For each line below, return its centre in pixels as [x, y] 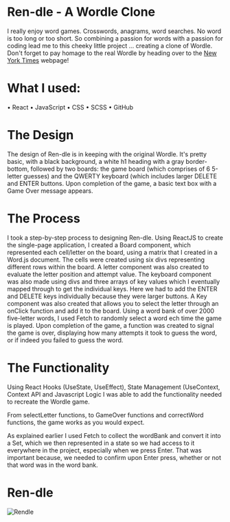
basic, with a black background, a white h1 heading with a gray [96, 161]
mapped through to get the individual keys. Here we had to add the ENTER [112, 289]
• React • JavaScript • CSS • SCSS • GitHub [70, 107]
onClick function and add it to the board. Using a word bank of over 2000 [111, 311]
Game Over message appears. [50, 191]
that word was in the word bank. [53, 465]
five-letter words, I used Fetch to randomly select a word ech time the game [114, 318]
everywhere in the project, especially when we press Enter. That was [104, 450]
